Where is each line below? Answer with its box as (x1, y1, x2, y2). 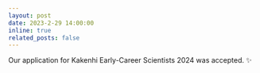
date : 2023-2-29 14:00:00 (8, 19, 94, 27)
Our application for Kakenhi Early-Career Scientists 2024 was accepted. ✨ (8, 56, 252, 65)
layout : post (8, 11, 52, 20)
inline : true (8, 26, 52, 34)
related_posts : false (8, 33, 80, 42)
